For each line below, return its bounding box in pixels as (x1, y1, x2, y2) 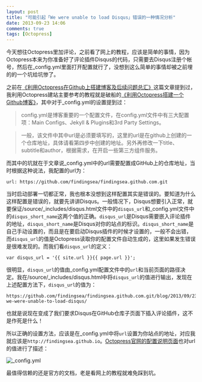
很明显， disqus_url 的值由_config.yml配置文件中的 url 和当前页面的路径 (6, 266, 180, 273)
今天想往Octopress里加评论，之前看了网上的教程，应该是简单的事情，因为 (6, 49, 191, 56)
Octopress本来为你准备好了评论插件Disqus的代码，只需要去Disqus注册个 (6, 56, 188, 63)
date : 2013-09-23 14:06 (6, 20, 66, 26)
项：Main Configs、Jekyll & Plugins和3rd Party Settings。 (20, 119, 165, 126)
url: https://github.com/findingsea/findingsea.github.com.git (6, 179, 168, 185)
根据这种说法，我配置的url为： (11, 167, 87, 174)
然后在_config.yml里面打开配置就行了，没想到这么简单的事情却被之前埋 (16, 64, 193, 71)
